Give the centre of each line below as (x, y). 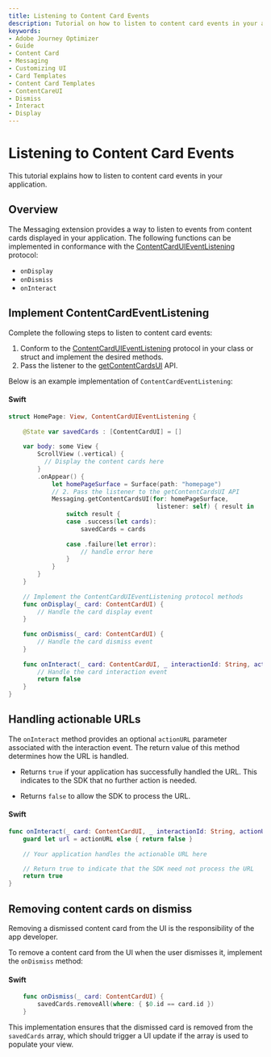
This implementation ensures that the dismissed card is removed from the (131, 1027)
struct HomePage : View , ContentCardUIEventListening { (102, 417)
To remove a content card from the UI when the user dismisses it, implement (135, 952)
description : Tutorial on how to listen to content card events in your (133, 23)
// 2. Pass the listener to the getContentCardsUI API (146, 492)
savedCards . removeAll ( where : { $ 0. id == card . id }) (126, 1005)
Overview (33, 210)
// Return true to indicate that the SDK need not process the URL (138, 869)
